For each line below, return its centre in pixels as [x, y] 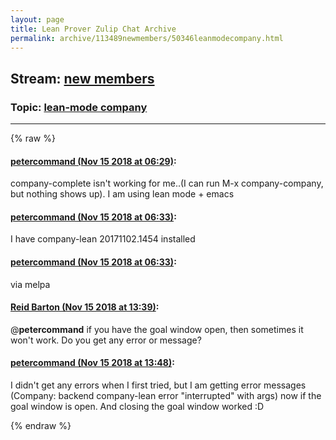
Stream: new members [82, 78]
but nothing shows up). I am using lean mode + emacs [122, 194]
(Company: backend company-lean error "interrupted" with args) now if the [166, 396]
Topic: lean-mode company [79, 107]
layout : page [37, 19]
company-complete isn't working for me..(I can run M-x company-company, [167, 183]
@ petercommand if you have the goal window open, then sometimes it [157, 329]
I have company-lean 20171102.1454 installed [103, 239]
